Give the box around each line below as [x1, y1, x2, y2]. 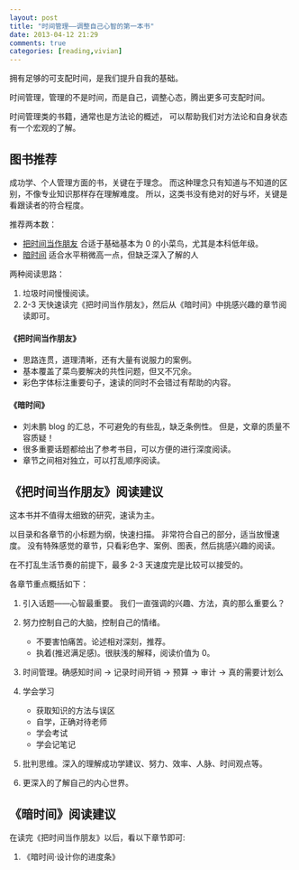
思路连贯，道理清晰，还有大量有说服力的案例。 [22, 354, 196, 366]
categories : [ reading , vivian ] [9, 47, 123, 56]
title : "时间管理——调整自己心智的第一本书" [9, 22, 155, 31]
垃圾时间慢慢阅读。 [22, 287, 95, 298]
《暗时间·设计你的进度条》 [22, 851, 120, 862]
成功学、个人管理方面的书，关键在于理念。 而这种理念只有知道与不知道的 [9, 177, 280, 188]
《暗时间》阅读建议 [9, 806, 116, 822]
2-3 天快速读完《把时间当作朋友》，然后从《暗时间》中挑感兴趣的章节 [22, 299, 279, 310]
